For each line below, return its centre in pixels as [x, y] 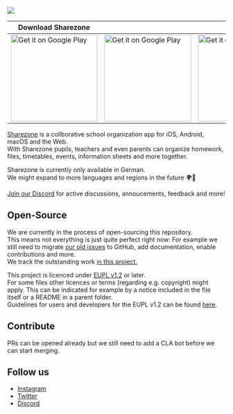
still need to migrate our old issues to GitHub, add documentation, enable [112, 247]
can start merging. [34, 350]
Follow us [28, 372]
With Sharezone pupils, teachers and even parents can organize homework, [115, 149]
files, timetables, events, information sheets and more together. [97, 156]
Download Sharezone [54, 27]
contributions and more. [42, 254]
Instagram [32, 389]
